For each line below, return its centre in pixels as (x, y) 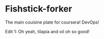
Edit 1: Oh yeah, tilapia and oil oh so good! (47, 31)
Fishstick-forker (39, 9)
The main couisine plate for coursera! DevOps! (52, 22)
